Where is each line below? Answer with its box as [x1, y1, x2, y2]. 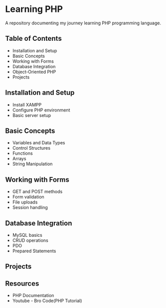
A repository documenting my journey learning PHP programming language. [5, 20, 161, 26]
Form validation [12, 194, 45, 200]
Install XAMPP [12, 102, 42, 107]
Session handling [12, 205, 48, 210]
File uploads [12, 199, 38, 205]
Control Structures [12, 145, 51, 151]
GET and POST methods [12, 189, 63, 195]
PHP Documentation [12, 293, 54, 299]
